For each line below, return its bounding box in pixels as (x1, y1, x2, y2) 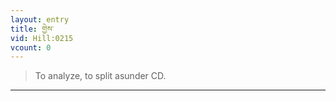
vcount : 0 (10, 42, 52, 53)
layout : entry (10, 14, 70, 25)
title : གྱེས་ (10, 24, 55, 34)
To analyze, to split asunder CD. (34, 70, 167, 82)
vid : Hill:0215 (10, 33, 74, 43)
